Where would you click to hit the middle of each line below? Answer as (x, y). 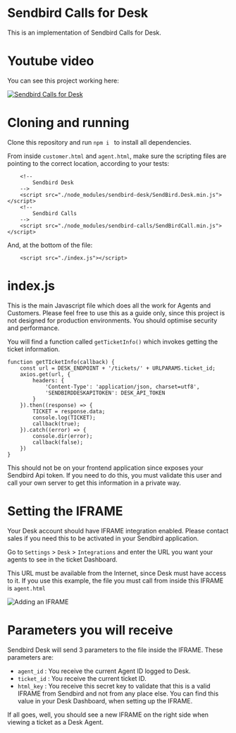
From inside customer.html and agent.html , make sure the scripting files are (117, 156)
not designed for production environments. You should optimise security (112, 320)
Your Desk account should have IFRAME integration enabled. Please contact (118, 531)
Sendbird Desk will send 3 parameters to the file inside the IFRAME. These (115, 650)
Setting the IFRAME (65, 511)
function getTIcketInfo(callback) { (61, 362)
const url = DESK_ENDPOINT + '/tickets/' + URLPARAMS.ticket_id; (118, 368)
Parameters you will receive (90, 630)
